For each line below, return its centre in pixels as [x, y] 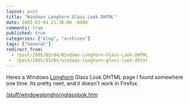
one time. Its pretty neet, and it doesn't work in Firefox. [72, 83]
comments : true [25, 28]
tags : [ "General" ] [28, 44]
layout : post [22, 11]
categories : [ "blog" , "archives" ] [48, 39]
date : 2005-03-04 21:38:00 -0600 [47, 22]
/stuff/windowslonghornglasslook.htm [52, 95]
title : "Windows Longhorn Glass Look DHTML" [61, 17]
